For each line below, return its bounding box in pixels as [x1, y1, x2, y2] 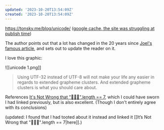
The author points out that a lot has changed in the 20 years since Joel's [5, 40, 152, 46]
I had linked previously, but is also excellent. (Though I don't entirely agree [5, 99, 156, 105]
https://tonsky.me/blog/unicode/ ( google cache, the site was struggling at [5, 25, 155, 31]
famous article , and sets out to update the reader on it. [5, 45, 116, 51]
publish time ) [5, 31, 32, 36]
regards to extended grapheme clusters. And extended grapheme [17, 79, 151, 85]
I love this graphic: [5, 55, 43, 61]
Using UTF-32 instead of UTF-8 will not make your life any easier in [17, 74, 155, 80]
